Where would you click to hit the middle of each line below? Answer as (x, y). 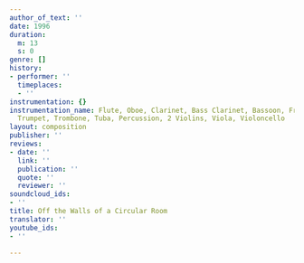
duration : (28, 34)
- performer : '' (40, 77)
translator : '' (38, 219)
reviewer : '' (42, 186)
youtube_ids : (34, 228)
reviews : (26, 144)
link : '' (34, 160)
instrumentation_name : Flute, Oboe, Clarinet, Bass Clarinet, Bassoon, (147, 110)
